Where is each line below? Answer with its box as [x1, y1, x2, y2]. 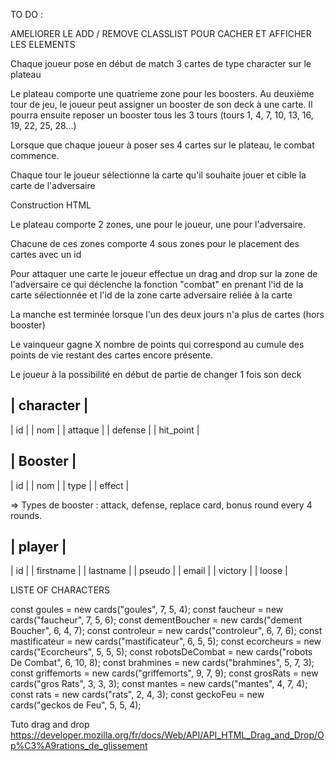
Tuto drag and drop [10, 719, 90, 731]
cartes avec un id [10, 249, 82, 260]
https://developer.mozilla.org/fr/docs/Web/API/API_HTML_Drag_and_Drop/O [10, 729, 325, 741]
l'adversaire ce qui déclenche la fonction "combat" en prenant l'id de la [10, 279, 304, 290]
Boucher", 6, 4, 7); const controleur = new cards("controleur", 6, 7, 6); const [10, 625, 323, 637]
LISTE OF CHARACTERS [10, 584, 111, 596]
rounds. [10, 509, 42, 521]
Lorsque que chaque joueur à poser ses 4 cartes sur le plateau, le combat [10, 139, 315, 151]
